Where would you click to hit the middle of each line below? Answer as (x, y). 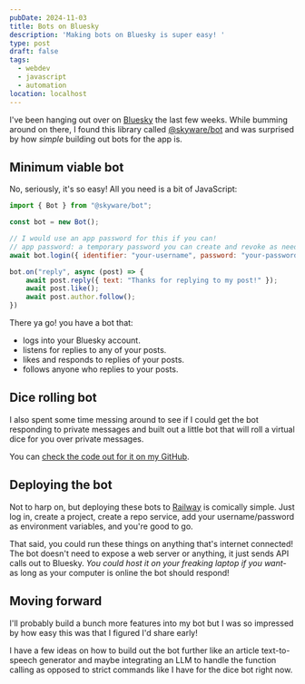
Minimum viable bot (67, 167)
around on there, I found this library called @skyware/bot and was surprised (152, 129)
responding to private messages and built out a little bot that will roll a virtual (152, 429)
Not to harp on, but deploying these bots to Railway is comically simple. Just (152, 507)
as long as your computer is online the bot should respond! (119, 572)
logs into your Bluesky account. (81, 340)
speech (24, 660)
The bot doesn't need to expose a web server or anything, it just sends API (149, 553)
